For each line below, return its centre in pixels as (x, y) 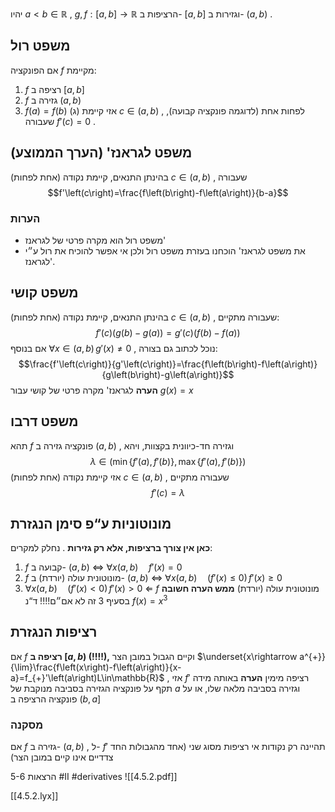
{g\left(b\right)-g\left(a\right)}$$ (168, 374)
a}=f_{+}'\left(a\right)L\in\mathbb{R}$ (87, 677)
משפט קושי (44, 293)
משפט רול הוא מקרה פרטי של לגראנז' (95, 240)
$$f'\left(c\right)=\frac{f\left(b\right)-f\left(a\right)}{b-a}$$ (168, 192)
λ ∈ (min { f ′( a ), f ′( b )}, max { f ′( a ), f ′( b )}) (168, 461)
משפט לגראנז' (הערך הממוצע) (101, 153)
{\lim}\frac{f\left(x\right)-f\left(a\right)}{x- (96, 667)
